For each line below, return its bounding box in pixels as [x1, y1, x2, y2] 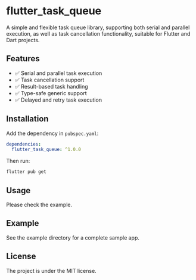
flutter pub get [6, 169, 46, 175]
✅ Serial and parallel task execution [14, 70, 102, 77]
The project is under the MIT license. [6, 267, 97, 274]
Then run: [6, 158, 30, 165]
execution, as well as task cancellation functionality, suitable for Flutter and [6, 30, 191, 37]
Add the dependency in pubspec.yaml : [6, 130, 99, 137]
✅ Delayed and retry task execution [14, 96, 102, 103]
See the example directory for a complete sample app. [6, 234, 140, 241]
